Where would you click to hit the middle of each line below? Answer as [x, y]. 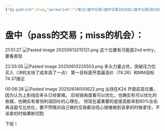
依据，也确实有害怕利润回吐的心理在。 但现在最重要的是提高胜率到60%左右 [82, 101]
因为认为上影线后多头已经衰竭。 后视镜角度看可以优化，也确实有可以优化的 [81, 95]
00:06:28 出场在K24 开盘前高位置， [82, 89]
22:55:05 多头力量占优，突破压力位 [81, 66]
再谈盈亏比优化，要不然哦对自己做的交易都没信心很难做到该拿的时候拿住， [80, 107]
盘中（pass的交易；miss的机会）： [75, 35]
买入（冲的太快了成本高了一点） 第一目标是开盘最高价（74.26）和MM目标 [80, 72]
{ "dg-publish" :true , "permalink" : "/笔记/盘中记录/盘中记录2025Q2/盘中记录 [77, 10]
